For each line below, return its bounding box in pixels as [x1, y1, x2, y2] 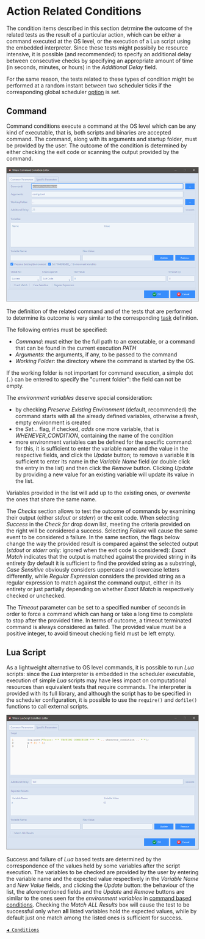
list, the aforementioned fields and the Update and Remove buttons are [6, 888, 185, 895]
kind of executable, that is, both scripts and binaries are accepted [6, 128, 171, 136]
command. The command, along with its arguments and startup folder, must [6, 135, 197, 142]
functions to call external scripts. [6, 702, 89, 710]
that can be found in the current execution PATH [15, 344, 137, 352]
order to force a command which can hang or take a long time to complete [6, 610, 193, 617]
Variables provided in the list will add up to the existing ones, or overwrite [6, 489, 191, 496]
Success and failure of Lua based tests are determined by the [6, 855, 162, 863]
